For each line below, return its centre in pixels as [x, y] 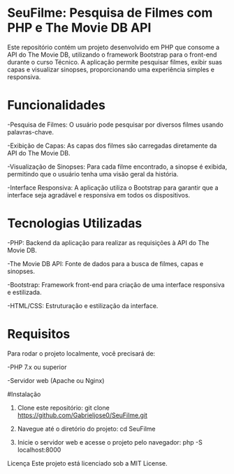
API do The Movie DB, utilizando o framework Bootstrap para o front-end [112, 55]
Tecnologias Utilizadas [75, 224]
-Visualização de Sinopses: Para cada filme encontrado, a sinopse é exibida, [117, 167]
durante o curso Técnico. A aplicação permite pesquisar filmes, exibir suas [115, 62]
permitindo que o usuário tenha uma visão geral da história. [93, 174]
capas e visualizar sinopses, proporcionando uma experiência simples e [111, 69]
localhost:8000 [39, 449]
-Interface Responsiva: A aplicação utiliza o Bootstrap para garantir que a [113, 188]
